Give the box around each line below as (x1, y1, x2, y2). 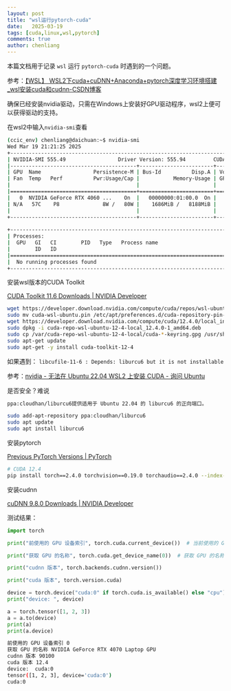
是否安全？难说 (7, 386, 49, 395)
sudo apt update (7, 419, 54, 426)
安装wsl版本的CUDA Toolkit (7, 278, 85, 287)
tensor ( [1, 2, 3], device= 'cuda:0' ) (7, 672, 112, 679)
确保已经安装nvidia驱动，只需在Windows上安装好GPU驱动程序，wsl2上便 (7, 100, 215, 107)
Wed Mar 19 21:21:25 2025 (7, 143, 81, 150)
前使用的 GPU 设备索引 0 (7, 640, 70, 647)
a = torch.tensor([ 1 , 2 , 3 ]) (7, 608, 91, 615)
